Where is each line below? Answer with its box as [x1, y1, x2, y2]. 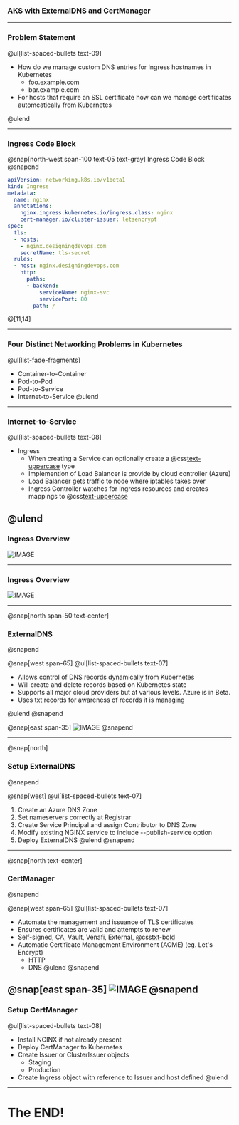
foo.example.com [28, 78, 80, 86]
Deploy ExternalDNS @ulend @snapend [17, 836, 135, 844]
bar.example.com [28, 85, 80, 94]
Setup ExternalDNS [7, 762, 75, 772]
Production [28, 1065, 61, 1074]
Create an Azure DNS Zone [17, 805, 97, 814]
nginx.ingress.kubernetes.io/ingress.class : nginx [20, 209, 174, 217]
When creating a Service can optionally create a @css [28, 454, 187, 462]
